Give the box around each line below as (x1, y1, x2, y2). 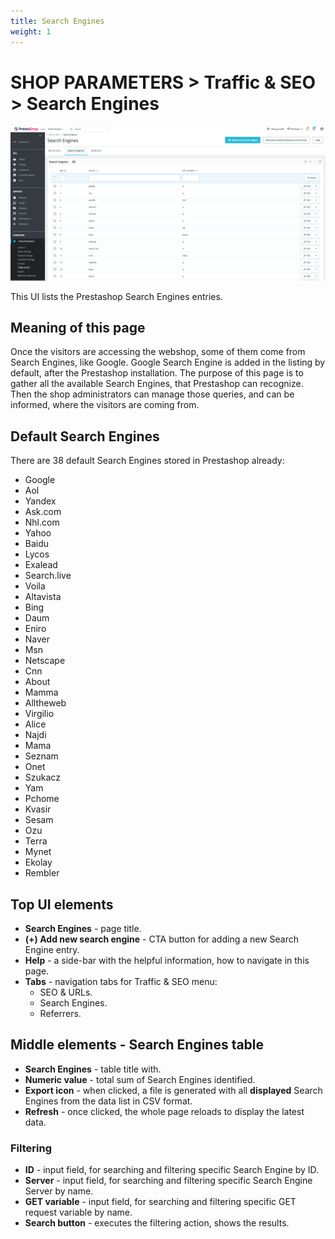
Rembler (24, 867, 60, 879)
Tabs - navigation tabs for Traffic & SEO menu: (24, 975, 218, 987)
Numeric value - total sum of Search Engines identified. (24, 1073, 256, 1085)
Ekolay (24, 856, 53, 869)
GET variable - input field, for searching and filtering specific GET (24, 1196, 297, 1208)
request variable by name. (24, 1206, 133, 1219)
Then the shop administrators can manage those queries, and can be (10, 388, 295, 400)
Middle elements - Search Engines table (10, 1036, 265, 1054)
